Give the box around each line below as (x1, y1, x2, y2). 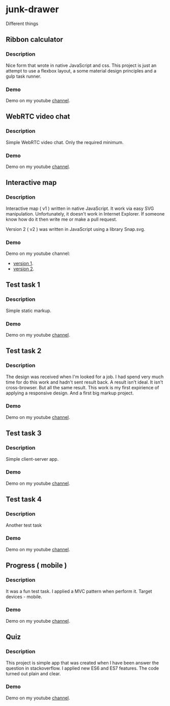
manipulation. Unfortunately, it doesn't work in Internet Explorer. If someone (6, 210, 165, 217)
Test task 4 (6, 495, 42, 504)
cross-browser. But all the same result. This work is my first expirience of (6, 384, 159, 390)
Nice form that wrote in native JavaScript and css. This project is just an (6, 62, 157, 68)
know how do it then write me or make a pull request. (6, 216, 118, 222)
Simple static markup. (6, 308, 51, 314)
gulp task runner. (6, 73, 41, 79)
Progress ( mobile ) (6, 561, 67, 570)
